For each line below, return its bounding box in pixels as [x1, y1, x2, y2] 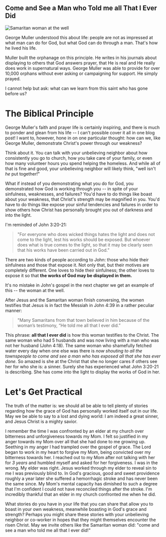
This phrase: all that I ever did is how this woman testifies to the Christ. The [5, 332, 159, 338]
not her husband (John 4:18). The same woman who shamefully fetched [5, 342, 152, 349]
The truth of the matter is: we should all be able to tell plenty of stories [5, 403, 148, 409]
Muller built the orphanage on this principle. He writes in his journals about [5, 55, 157, 60]
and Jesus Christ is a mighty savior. [5, 418, 78, 424]
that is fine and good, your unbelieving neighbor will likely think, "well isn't [5, 166, 156, 172]
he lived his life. [5, 45, 37, 51]
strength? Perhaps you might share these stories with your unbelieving [5, 511, 149, 517]
